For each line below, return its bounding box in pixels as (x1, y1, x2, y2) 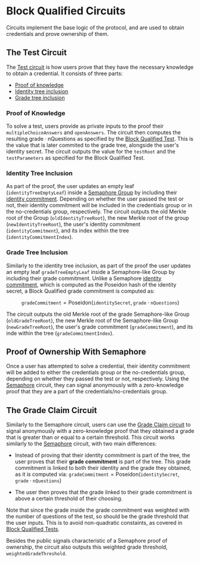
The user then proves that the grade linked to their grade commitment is (14, 488, 192, 496)
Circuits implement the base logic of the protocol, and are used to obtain (6, 24, 184, 31)
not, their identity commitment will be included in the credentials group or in (6, 202, 193, 209)
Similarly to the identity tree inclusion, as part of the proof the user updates (6, 261, 191, 269)
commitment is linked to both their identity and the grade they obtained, (14, 464, 192, 472)
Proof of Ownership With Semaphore (6, 347, 146, 357)
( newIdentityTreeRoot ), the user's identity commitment (6, 221, 140, 228)
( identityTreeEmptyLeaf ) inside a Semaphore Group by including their (6, 189, 177, 196)
